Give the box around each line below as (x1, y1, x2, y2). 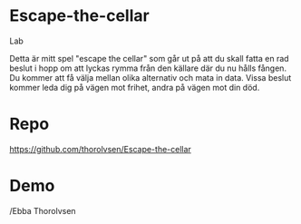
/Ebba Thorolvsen (9, 205, 76, 216)
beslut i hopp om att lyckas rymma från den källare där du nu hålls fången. (9, 63, 287, 73)
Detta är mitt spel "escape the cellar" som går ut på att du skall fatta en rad (9, 53, 289, 63)
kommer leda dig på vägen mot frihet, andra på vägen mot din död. (9, 82, 260, 93)
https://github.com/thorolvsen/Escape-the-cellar (9, 143, 192, 154)
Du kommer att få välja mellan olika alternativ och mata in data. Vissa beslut (9, 72, 292, 83)
